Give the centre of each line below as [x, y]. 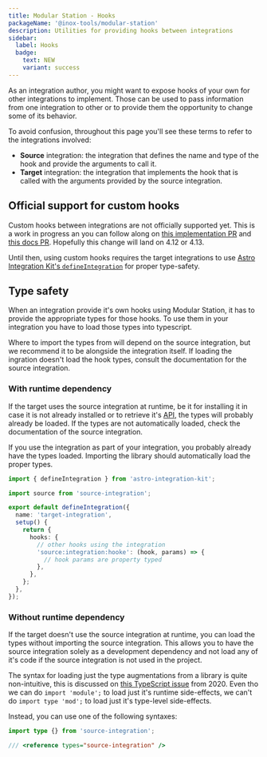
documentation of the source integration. [76, 431]
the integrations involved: [50, 140]
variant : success [51, 68]
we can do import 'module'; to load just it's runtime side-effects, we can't [130, 692]
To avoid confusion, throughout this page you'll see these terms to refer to [130, 131]
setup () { [31, 523]
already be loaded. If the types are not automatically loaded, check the [124, 423]
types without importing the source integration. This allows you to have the [131, 643]
